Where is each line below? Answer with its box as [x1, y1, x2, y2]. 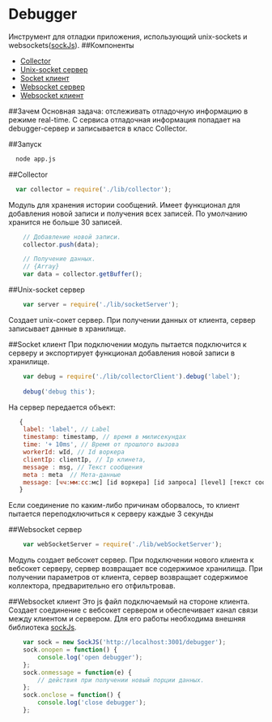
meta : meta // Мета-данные [23, 471, 121, 479]
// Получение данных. [23, 255, 96, 264]
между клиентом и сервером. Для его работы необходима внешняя [8, 614, 246, 624]
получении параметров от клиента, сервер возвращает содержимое [8, 573, 249, 582]
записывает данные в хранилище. [8, 324, 126, 333]
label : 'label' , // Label [23, 425, 111, 434]
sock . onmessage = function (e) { [23, 668, 132, 677]
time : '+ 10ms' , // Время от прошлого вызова [23, 441, 180, 449]
